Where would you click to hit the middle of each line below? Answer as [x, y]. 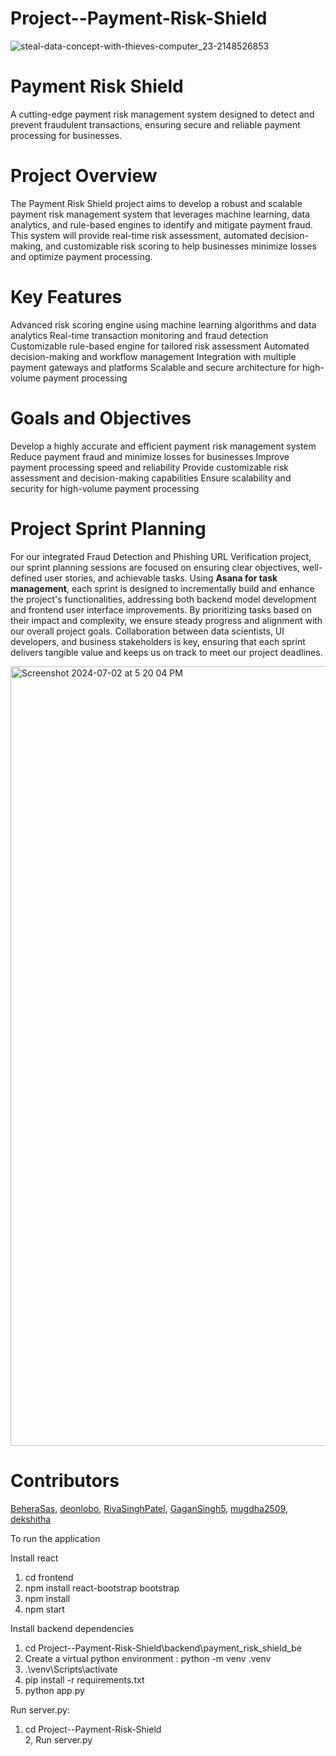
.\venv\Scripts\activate [71, 1669]
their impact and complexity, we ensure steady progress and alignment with [166, 620]
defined [26, 578]
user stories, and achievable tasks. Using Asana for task [161, 578]
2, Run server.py [58, 1739]
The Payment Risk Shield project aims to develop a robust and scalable [156, 203]
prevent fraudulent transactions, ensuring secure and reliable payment [155, 124]
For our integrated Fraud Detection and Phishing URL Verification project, [161, 556]
